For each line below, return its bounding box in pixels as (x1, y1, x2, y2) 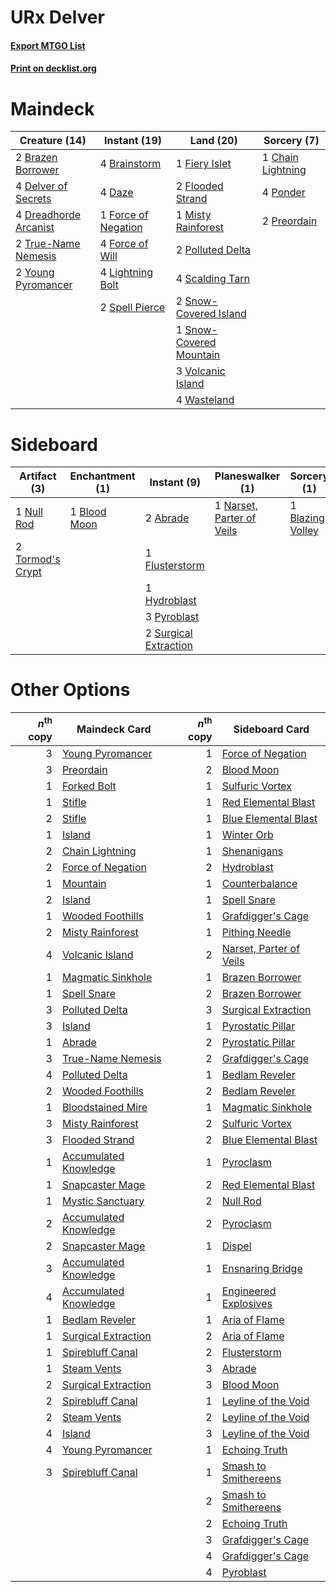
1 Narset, (214, 499, 258, 513)
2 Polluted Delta (175, 243, 252, 257)
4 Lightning (99, 266, 154, 280)
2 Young (15, 266, 55, 280)
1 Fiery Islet (175, 157, 232, 171)
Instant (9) (149, 476, 202, 490)
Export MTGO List (10, 39, 86, 51)
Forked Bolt (61, 779, 117, 793)
